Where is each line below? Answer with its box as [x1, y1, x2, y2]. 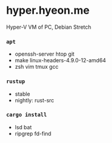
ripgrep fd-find [14, 130, 52, 137]
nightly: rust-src [14, 96, 55, 104]
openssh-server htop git [14, 50, 74, 57]
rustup [6, 78, 26, 85]
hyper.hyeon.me [6, 4, 90, 17]
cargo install [6, 111, 47, 118]
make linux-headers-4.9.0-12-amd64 [14, 57, 106, 64]
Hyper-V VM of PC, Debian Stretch [6, 23, 91, 31]
